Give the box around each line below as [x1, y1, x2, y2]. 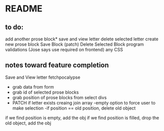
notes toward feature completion [5, 61, 109, 70]
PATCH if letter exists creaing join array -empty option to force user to [12, 100, 156, 106]
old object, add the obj [5, 120, 51, 126]
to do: [5, 23, 24, 31]
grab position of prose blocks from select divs [12, 94, 107, 100]
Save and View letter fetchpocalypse [5, 74, 81, 80]
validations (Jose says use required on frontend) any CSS [5, 47, 123, 52]
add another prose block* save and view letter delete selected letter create [5, 36, 159, 42]
